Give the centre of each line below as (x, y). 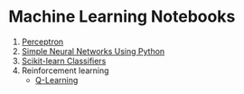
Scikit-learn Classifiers (64, 61)
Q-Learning (56, 80)
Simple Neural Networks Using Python (93, 51)
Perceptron (42, 42)
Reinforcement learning (65, 70)
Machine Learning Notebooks (122, 17)
